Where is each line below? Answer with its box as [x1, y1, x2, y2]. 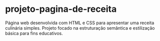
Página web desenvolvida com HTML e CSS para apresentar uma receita [5, 20, 155, 26]
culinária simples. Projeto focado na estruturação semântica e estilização [5, 25, 155, 31]
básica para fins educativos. [5, 30, 63, 36]
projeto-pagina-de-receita [5, 3, 117, 15]
